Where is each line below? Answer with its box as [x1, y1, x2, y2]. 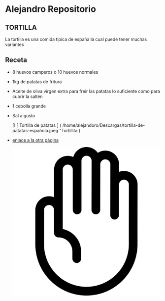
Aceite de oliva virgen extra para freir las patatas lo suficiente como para [12, 88, 160, 94]
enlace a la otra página [12, 137, 59, 143]
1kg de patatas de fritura [12, 78, 62, 85]
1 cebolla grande [12, 103, 46, 109]
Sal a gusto [12, 112, 35, 118]
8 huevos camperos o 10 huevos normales [12, 69, 99, 75]
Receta [5, 56, 27, 64]
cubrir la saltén [12, 93, 43, 100]
